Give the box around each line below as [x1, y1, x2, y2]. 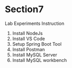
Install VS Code [12, 36, 45, 42]
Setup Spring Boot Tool [12, 41, 62, 47]
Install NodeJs [12, 30, 43, 36]
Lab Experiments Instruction [5, 20, 65, 26]
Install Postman [12, 46, 45, 52]
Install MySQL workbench [12, 57, 67, 63]
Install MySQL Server [12, 52, 58, 58]
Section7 [5, 4, 44, 15]
